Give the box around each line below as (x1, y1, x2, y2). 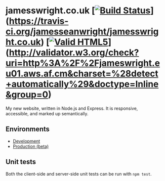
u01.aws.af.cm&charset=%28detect (5, 68, 159, 79)
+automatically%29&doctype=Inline (5, 79, 159, 90)
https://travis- (9, 15, 69, 27)
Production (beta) (12, 143, 49, 149)
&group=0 (5, 89, 48, 100)
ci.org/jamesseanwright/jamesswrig (5, 26, 159, 37)
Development (12, 138, 41, 144)
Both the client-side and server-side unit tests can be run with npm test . (5, 171, 152, 177)
